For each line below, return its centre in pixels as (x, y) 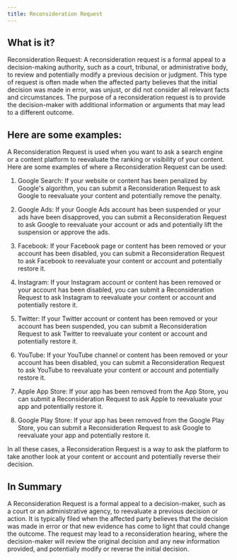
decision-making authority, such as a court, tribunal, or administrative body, (118, 67)
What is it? (31, 43)
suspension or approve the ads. (64, 232)
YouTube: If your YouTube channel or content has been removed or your (123, 355)
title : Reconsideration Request (55, 14)
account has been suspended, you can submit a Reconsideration (112, 326)
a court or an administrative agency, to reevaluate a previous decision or (112, 511)
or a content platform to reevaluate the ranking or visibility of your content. (116, 160)
